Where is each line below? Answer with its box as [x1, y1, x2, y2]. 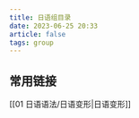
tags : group [9, 38, 54, 47]
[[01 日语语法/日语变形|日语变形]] [9, 99, 132, 110]
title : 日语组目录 [9, 13, 72, 22]
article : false [9, 29, 66, 38]
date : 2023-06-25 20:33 [9, 21, 99, 30]
